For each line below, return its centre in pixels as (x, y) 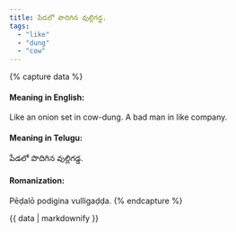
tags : (19, 26)
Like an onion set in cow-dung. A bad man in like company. (118, 117)
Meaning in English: (47, 97)
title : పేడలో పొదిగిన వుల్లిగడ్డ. (58, 18)
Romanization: (37, 181)
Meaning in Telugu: (46, 138)
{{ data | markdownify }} (54, 218)
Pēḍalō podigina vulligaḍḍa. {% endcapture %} (96, 201)
